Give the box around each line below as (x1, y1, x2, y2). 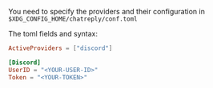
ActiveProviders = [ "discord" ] (8, 44, 113, 52)
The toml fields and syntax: (8, 29, 98, 38)
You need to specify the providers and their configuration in (8, 7, 206, 16)
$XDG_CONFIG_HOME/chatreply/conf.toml (8, 15, 138, 23)
